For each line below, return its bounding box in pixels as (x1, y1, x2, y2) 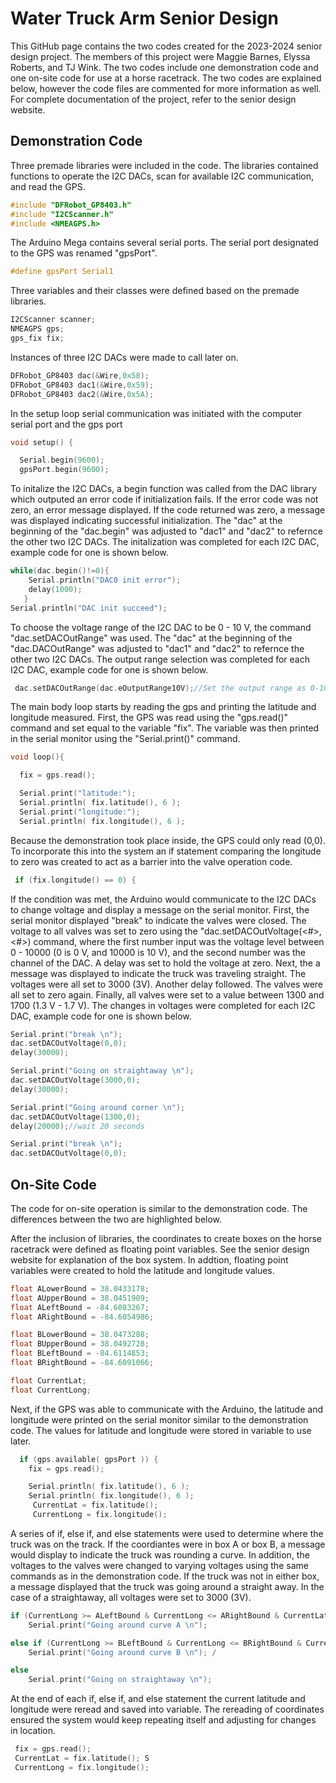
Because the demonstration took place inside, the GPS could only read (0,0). (10, 834, 327, 846)
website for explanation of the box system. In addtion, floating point (10, 1253, 289, 1266)
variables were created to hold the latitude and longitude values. (10, 1264, 275, 1276)
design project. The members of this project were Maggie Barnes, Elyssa (10, 50, 311, 62)
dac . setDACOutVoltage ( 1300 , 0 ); (10, 1112, 141, 1122)
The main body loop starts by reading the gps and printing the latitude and (10, 701, 317, 713)
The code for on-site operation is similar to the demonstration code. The (10, 1202, 308, 1214)
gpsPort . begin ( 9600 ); (19, 465, 110, 475)
